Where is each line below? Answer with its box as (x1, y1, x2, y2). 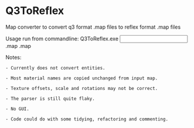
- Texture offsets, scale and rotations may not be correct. (5, 85, 158, 91)
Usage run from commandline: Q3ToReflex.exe (5, 35, 118, 42)
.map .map (5, 42, 32, 49)
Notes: (5, 54, 22, 61)
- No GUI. (5, 106, 30, 112)
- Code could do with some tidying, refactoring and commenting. (5, 116, 168, 122)
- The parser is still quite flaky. (5, 95, 95, 102)
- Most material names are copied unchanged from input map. (5, 75, 158, 81)
